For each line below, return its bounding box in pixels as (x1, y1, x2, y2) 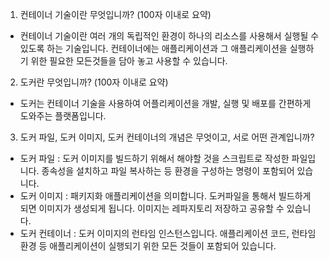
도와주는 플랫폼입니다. (19, 110, 107, 122)
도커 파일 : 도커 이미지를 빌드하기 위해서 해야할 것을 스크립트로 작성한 (19, 153, 290, 164)
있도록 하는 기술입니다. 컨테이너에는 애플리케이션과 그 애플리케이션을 (19, 43, 288, 54)
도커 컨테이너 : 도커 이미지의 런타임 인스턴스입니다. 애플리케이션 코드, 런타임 (19, 228, 317, 239)
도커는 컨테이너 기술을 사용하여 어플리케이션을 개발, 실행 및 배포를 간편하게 (19, 98, 312, 109)
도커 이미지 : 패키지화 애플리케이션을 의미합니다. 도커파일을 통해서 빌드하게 (19, 190, 312, 202)
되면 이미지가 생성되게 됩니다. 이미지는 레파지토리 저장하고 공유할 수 (19, 203, 285, 214)
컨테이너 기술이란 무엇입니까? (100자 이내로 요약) (19, 9, 212, 20)
